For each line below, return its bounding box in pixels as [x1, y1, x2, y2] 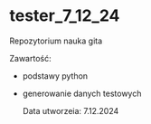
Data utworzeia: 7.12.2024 [22, 105, 119, 116]
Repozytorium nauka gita [9, 35, 103, 46]
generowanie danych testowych [22, 88, 142, 99]
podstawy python [22, 70, 89, 81]
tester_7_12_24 [9, 5, 120, 26]
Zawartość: [9, 52, 52, 63]
